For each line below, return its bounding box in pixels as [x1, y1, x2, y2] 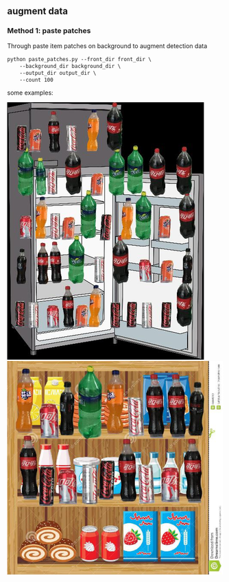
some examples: [7, 89, 53, 97]
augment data [7, 5, 69, 17]
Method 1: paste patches [7, 26, 91, 36]
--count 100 [19, 76, 53, 83]
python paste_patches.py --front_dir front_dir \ [7, 56, 152, 62]
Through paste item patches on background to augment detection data [7, 41, 208, 50]
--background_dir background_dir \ [19, 62, 121, 69]
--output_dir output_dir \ [19, 69, 97, 76]
